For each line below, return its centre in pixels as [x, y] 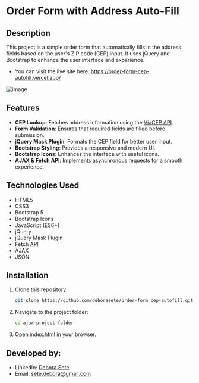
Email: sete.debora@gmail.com [53, 374]
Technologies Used [42, 186]
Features [23, 108]
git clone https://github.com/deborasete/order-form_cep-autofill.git [104, 301]
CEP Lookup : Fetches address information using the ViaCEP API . [94, 122]
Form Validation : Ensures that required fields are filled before [90, 129]
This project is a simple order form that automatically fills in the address [94, 47]
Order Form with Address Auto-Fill [93, 11]
